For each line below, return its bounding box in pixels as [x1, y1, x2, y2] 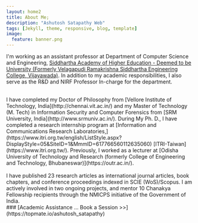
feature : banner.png [11, 36, 63, 42]
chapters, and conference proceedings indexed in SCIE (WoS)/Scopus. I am [6, 178, 193, 185]
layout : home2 [6, 8, 42, 15]
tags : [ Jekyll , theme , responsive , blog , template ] [6, 25, 137, 32]
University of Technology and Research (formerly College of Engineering [6, 153, 185, 160]
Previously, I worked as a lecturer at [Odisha [70, 147, 179, 154]
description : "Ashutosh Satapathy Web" [6, 20, 106, 26]
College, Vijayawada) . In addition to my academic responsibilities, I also [6, 72, 182, 79]
